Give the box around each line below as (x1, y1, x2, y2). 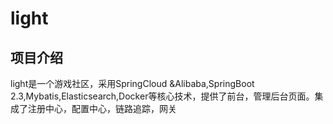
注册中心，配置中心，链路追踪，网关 (27, 103, 177, 114)
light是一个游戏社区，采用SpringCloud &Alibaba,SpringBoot (10, 78, 255, 89)
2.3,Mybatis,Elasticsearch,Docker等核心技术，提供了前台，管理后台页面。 (10, 90, 315, 102)
